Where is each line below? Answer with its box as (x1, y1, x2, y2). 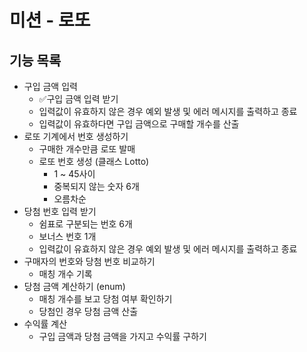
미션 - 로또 (9, 9, 91, 32)
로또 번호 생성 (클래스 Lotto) (38, 156, 150, 167)
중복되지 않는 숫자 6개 (53, 181, 140, 192)
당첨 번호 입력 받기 (23, 206, 97, 217)
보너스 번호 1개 (38, 231, 97, 242)
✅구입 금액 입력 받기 (38, 93, 119, 105)
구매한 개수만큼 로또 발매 (38, 143, 136, 155)
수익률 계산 (23, 318, 68, 330)
